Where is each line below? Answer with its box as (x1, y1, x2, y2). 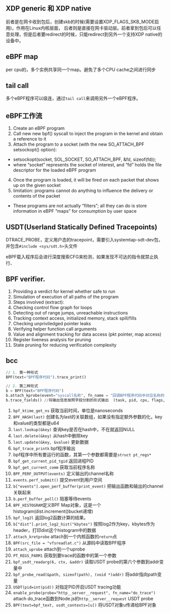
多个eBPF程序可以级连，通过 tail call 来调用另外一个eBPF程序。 (6, 95, 141, 101)
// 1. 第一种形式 (6, 370, 38, 375)
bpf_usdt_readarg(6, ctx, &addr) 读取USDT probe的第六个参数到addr (13, 559, 159, 565)
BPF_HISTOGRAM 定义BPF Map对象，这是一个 (13, 502, 101, 508)
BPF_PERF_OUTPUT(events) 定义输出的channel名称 (13, 470, 114, 476)
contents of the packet (13, 193, 61, 199)
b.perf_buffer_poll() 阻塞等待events (13, 496, 91, 502)
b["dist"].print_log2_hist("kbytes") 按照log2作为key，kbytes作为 (13, 521, 155, 527)
